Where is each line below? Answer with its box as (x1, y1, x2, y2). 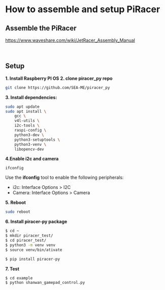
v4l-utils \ (14, 118, 40, 123)
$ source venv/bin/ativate (5, 247, 62, 252)
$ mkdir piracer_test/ (5, 233, 53, 238)
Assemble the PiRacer (5, 24, 77, 33)
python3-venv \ (14, 142, 47, 147)
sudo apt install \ (5, 109, 47, 114)
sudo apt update (5, 104, 40, 109)
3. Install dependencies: (5, 94, 57, 100)
